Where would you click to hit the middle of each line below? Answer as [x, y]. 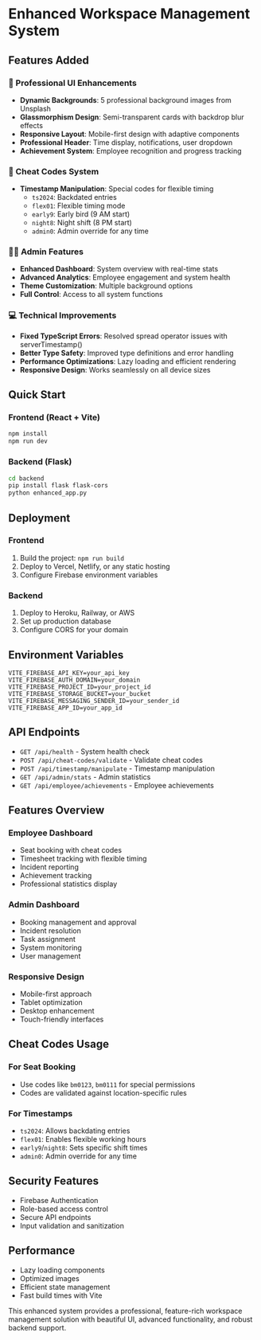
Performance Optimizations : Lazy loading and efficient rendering [128, 361]
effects [31, 125]
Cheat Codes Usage [59, 1044]
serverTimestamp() [51, 344]
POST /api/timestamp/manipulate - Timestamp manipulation [117, 768]
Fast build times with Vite [61, 1295]
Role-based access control [64, 1209]
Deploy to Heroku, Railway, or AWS [77, 613]
